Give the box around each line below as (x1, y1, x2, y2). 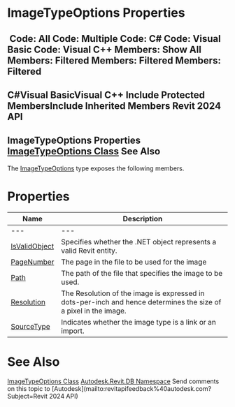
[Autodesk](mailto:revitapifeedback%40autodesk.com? (51, 384, 212, 392)
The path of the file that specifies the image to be (61, 268, 223, 278)
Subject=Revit (7, 392, 48, 400)
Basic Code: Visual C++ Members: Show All (7, 43, 201, 55)
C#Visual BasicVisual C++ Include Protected (7, 89, 205, 101)
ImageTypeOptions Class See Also (7, 145, 161, 158)
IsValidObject (10, 241, 55, 251)
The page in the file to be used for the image (61, 257, 207, 267)
